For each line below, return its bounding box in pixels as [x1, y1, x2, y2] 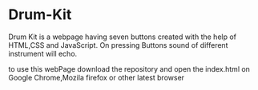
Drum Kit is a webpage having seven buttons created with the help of [8, 32, 237, 41]
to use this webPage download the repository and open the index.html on [8, 64, 251, 73]
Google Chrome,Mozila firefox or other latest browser [8, 72, 185, 82]
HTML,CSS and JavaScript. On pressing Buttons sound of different [8, 40, 228, 49]
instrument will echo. [8, 49, 78, 58]
